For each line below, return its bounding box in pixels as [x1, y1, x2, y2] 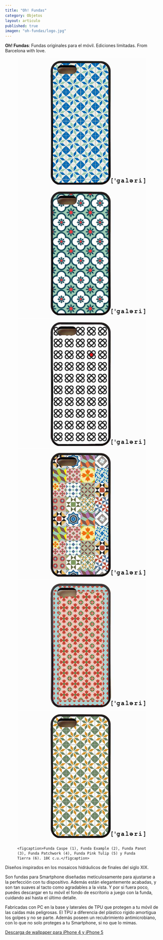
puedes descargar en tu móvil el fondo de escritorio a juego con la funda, [5, 890, 153, 895]
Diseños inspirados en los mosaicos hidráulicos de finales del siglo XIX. [5, 865, 149, 870]
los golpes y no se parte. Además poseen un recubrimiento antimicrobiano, [5, 915, 156, 920]
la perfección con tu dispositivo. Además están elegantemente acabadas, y [5, 879, 157, 885]
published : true [5, 23, 38, 28]
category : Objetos [5, 13, 42, 18]
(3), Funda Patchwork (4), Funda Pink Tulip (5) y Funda [17, 851, 136, 856]
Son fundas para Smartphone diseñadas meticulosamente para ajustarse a [5, 874, 155, 880]
